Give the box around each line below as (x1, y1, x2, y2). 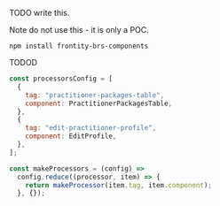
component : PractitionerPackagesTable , (25, 99, 173, 108)
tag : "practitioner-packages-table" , (25, 90, 165, 100)
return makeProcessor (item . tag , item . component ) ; (25, 180, 213, 189)
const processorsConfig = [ (9, 74, 114, 83)
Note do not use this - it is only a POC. (9, 25, 149, 34)
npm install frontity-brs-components (9, 42, 149, 50)
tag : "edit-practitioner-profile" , (25, 124, 157, 133)
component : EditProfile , (25, 132, 117, 141)
